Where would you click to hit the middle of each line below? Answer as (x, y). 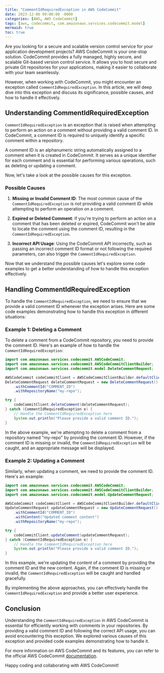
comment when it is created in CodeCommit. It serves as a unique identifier (81, 155)
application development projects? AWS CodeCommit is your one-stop (76, 52)
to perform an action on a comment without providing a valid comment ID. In (82, 130)
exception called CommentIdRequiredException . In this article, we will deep (79, 87)
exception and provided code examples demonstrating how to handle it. (77, 641)
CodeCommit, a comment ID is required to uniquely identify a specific (75, 135)
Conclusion (23, 608)
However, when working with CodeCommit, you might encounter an (73, 82)
